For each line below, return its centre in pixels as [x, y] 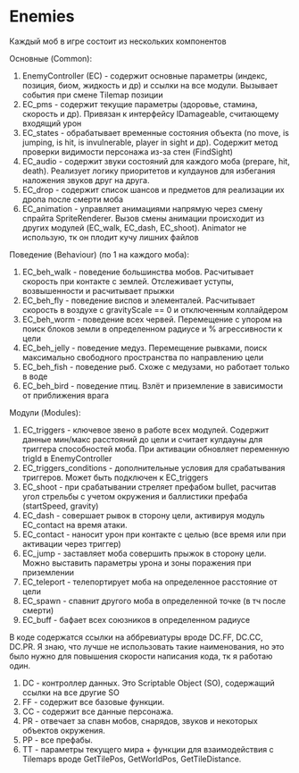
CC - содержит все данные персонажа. [98, 711]
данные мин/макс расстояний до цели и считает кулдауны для [142, 439]
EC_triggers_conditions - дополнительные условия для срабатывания [154, 467]
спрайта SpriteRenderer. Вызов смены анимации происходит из [143, 218]
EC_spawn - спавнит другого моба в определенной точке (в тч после [154, 601]
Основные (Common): [50, 58]
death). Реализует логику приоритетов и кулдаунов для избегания [149, 171]
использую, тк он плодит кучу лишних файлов [110, 237]
